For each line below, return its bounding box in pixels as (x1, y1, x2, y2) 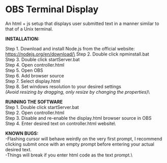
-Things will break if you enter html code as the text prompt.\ (5, 152, 133, 158)
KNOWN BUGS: (5, 130, 39, 136)
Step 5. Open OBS (5, 67, 43, 73)
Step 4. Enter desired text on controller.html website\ (5, 120, 116, 126)
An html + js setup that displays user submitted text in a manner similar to (5, 20, 159, 26)
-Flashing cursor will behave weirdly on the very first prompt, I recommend (5, 135, 162, 142)
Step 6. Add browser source (5, 72, 65, 78)
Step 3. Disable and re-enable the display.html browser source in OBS (5, 115, 152, 121)
